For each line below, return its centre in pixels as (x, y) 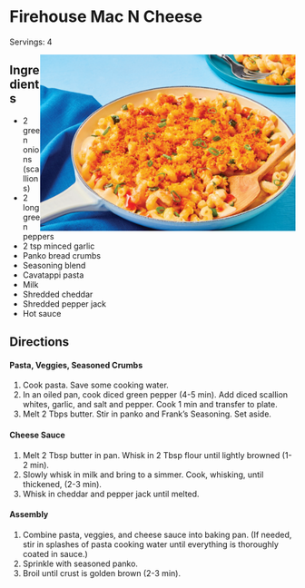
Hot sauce (42, 313)
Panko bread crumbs (62, 255)
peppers (38, 236)
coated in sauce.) (55, 554)
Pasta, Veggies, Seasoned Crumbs (76, 365)
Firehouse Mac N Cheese (106, 17)
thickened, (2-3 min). (62, 484)
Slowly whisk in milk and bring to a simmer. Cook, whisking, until (143, 475)
